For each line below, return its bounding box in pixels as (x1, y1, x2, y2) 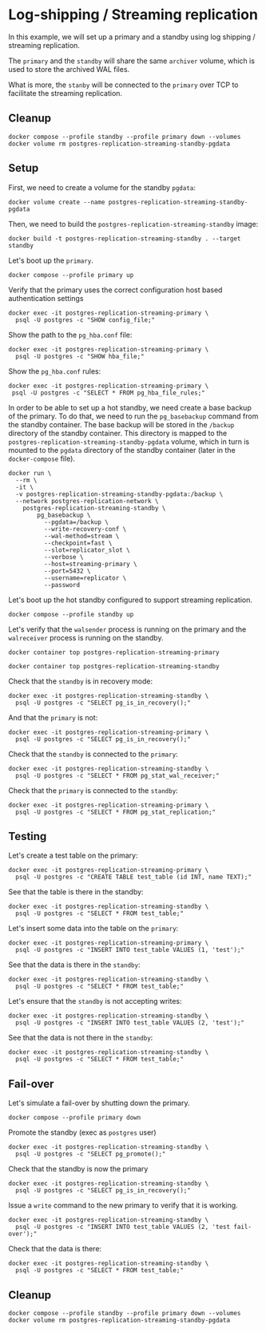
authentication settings (8, 293, 84, 303)
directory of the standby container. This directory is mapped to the (8, 428, 228, 438)
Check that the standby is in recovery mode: (8, 676, 153, 686)
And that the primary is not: (8, 712, 98, 722)
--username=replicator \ (43, 573, 127, 582)
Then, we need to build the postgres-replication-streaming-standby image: (8, 219, 259, 228)
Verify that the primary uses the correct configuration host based (8, 285, 223, 295)
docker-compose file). (8, 454, 76, 463)
